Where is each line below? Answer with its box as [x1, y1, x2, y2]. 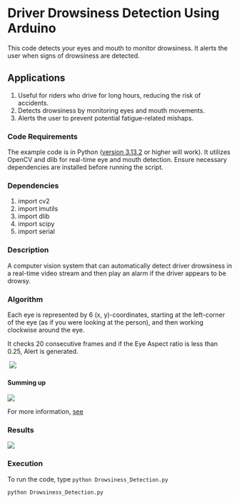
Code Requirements [7, 131, 78, 141]
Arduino [7, 20, 56, 36]
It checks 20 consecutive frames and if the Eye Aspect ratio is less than [7, 339, 218, 347]
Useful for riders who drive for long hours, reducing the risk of [17, 91, 201, 99]
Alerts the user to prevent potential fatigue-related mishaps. [17, 113, 194, 122]
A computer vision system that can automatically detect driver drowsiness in [7, 261, 233, 270]
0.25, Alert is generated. [7, 347, 78, 355]
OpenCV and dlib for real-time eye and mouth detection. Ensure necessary [7, 156, 227, 164]
